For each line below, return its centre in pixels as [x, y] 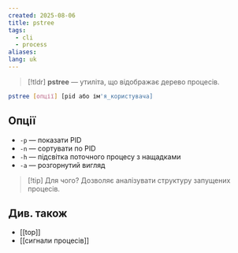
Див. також [38, 213]
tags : [17, 30]
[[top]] [30, 233]
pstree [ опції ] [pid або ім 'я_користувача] [81, 96]
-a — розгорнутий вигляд [62, 165]
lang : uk [22, 60]
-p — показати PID [50, 140]
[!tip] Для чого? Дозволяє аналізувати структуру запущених [129, 180]
